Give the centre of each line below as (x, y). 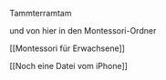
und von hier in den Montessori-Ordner (83, 30)
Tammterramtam (41, 13)
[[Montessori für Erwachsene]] (67, 48)
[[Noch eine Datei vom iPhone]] (68, 66)
